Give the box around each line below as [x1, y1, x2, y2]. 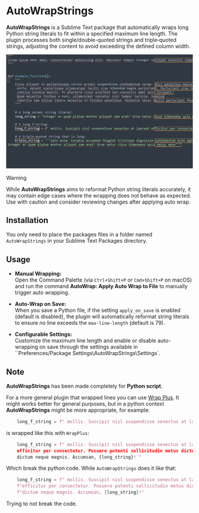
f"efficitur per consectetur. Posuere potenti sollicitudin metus [17, 483, 184, 489]
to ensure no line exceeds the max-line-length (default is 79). [14, 320, 165, 327]
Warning [6, 174, 27, 181]
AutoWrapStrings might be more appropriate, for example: [6, 406, 150, 414]
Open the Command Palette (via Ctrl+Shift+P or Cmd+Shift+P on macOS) [14, 276, 192, 283]
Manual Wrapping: [14, 270, 62, 278]
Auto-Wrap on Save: [14, 301, 66, 308]
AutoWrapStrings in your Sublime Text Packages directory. [6, 237, 147, 244]
